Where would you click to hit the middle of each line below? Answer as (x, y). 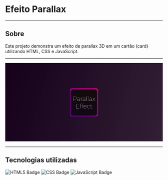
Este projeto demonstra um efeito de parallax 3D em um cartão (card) (77, 46)
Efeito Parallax (36, 9)
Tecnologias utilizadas (41, 160)
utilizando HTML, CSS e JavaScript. (42, 51)
